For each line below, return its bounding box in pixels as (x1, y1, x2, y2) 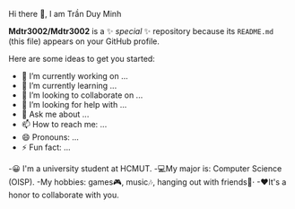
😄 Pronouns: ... (21, 132, 80, 143)
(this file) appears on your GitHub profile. (8, 36, 161, 47)
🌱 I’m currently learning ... (21, 81, 117, 91)
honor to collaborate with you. (8, 189, 119, 200)
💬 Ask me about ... (21, 109, 90, 119)
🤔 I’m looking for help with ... (21, 100, 127, 109)
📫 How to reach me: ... (21, 119, 108, 129)
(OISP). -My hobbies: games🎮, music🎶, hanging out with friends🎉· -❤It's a (8, 177, 287, 187)
